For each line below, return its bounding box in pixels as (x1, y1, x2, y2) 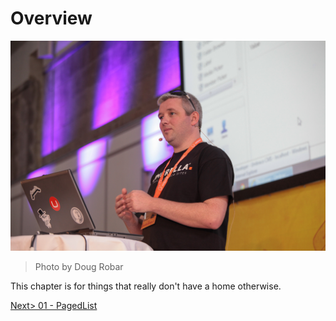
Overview (10, 7, 93, 30)
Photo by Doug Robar (34, 260, 124, 272)
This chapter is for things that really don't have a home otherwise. (10, 280, 282, 292)
